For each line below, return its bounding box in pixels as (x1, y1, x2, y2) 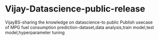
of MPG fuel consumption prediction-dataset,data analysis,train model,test (5, 24, 154, 30)
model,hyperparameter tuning (5, 29, 65, 35)
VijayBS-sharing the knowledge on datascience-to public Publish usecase (5, 19, 153, 25)
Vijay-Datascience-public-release (5, 3, 145, 14)
